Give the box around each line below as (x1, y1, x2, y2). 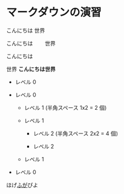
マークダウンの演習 (6, 5, 102, 19)
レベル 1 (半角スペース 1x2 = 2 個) (24, 104, 107, 111)
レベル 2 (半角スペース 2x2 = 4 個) (33, 130, 119, 137)
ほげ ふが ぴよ (6, 181, 38, 189)
